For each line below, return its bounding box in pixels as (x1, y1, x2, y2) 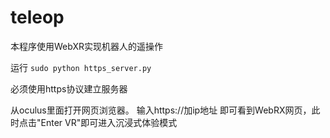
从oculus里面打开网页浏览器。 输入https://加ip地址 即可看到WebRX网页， (10, 104, 312, 116)
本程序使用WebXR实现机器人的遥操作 (10, 40, 163, 52)
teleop (10, 6, 65, 29)
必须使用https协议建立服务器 (10, 82, 128, 95)
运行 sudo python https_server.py (10, 61, 152, 73)
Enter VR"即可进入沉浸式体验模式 (40, 116, 178, 128)
